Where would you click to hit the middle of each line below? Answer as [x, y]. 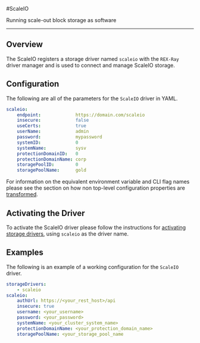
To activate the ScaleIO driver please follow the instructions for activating [96, 227]
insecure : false [53, 120]
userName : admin [53, 132]
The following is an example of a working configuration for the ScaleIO [93, 267]
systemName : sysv [51, 148]
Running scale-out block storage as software [61, 20]
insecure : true [36, 307]
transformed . [22, 194]
